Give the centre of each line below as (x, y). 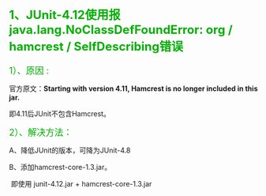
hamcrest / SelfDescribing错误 (96, 47)
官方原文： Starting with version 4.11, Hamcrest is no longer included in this (133, 89)
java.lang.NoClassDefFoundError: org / (121, 30)
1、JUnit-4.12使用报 (65, 15)
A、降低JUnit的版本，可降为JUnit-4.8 (70, 150)
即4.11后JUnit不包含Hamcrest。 (60, 113)
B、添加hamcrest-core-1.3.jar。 (60, 167)
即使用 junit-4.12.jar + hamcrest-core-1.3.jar (81, 183)
